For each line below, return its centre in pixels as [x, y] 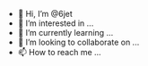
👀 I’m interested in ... [56, 23]
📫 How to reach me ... [59, 52]
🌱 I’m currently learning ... [65, 33]
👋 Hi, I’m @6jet [45, 14]
